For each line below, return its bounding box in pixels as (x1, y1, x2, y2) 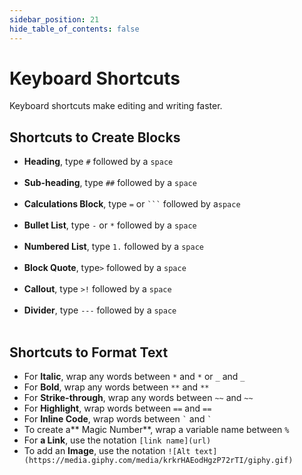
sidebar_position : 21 (9, 14, 100, 25)
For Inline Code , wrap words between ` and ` (23, 413, 212, 425)
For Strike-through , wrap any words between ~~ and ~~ (23, 392, 254, 404)
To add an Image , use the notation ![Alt (23, 445, 191, 457)
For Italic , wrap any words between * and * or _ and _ (23, 371, 246, 383)
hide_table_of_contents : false (9, 24, 140, 34)
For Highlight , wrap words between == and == (23, 402, 212, 415)
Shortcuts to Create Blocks (9, 129, 181, 146)
